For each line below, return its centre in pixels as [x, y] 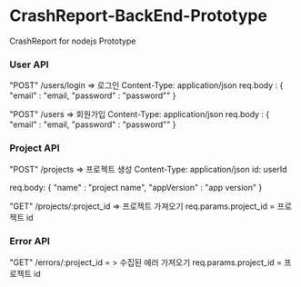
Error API [30, 242]
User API [29, 64]
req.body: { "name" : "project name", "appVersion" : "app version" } [136, 187]
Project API [35, 148]
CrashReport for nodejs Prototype [73, 41]
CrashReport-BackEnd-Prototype [139, 16]
